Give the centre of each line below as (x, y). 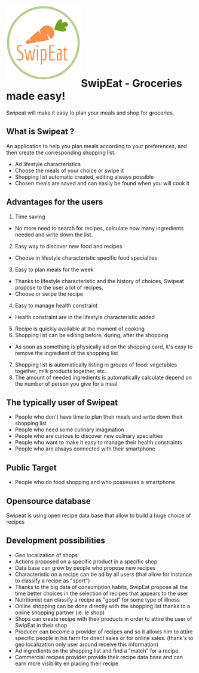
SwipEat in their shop (41, 625)
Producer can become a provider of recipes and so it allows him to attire (104, 632)
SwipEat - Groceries (131, 84)
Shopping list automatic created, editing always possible (84, 177)
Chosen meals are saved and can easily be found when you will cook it (102, 183)
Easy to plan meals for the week (54, 269)
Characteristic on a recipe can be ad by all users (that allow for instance (103, 574)
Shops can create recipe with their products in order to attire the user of (103, 618)
